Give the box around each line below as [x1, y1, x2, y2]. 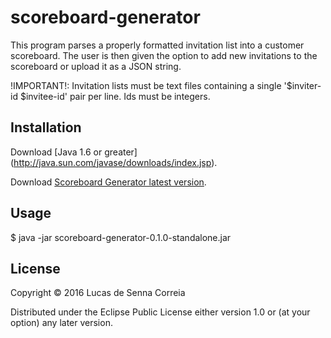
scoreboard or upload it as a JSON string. [10, 60, 182, 72]
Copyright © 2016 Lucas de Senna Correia [10, 287, 186, 299]
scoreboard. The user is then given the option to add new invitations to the [10, 49, 318, 61]
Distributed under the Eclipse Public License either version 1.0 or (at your [10, 306, 311, 318]
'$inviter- [283, 79, 322, 91]
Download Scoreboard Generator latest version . [10, 176, 207, 188]
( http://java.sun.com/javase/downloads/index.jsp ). [10, 156, 218, 168]
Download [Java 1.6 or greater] [10, 146, 138, 158]
